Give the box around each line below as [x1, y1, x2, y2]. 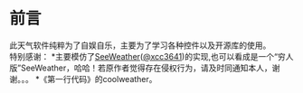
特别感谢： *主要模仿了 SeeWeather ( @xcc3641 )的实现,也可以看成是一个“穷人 [9, 51, 294, 61]
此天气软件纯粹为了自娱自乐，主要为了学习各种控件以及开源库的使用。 [9, 40, 271, 51]
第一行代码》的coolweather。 [46, 73, 157, 84]
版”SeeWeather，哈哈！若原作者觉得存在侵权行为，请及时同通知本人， [9, 62, 273, 73]
